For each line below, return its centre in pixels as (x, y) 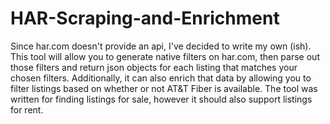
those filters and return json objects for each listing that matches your (154, 67)
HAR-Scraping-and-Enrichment (145, 18)
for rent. (27, 109)
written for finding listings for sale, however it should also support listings (161, 99)
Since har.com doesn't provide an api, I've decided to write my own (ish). (161, 46)
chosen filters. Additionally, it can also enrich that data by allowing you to (161, 78)
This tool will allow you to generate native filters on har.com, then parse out (165, 56)
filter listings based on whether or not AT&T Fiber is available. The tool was (164, 88)
